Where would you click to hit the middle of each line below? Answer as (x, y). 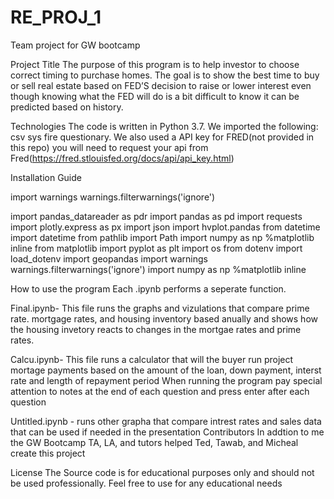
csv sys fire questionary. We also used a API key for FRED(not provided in (162, 137)
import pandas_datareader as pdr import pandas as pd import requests (156, 216)
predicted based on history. (67, 107)
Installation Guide (46, 177)
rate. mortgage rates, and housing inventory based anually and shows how (164, 318)
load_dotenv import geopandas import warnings (109, 258)
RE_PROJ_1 (56, 17)
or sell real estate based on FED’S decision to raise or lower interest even (161, 85)
